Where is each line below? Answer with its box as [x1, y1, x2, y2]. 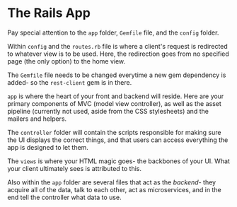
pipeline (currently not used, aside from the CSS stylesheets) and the [7, 107, 209, 115]
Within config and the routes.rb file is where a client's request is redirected [7, 42, 228, 50]
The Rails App [7, 5, 91, 21]
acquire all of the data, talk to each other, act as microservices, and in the [7, 185, 221, 194]
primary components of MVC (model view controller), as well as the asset [7, 99, 221, 107]
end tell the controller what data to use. [7, 193, 122, 201]
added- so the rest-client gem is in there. [7, 78, 132, 86]
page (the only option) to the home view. [7, 57, 126, 65]
